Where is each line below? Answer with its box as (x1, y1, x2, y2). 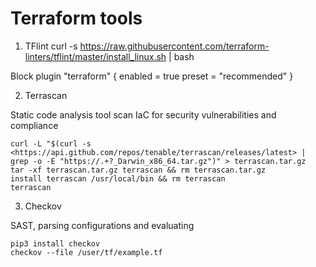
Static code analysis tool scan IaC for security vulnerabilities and (10, 108, 277, 121)
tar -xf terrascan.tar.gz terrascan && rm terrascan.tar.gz (10, 165, 267, 175)
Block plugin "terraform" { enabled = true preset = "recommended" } (10, 70, 294, 82)
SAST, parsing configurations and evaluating (10, 219, 195, 231)
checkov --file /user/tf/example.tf (10, 247, 163, 257)
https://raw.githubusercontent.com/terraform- (79, 40, 270, 52)
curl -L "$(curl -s (10, 138, 92, 149)
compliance (10, 119, 59, 131)
